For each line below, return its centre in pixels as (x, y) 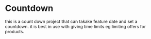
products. (15, 31)
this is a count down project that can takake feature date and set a (71, 21)
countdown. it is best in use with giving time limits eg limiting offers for (75, 26)
